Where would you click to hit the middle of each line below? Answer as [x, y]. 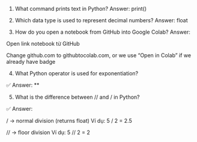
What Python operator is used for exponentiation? [77, 73]
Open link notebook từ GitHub [43, 44]
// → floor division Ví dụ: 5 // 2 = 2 [48, 132]
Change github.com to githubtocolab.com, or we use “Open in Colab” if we [98, 55]
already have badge [31, 62]
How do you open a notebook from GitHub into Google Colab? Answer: [102, 32]
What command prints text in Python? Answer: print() [81, 9]
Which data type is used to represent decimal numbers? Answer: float [101, 20]
